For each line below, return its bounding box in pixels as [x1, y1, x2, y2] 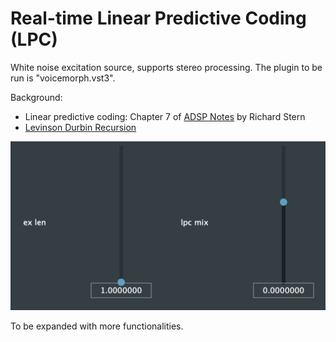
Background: [10, 91, 63, 103]
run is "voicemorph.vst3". [10, 72, 116, 84]
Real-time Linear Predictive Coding [10, 7, 307, 30]
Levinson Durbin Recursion [24, 121, 137, 133]
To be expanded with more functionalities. [10, 320, 184, 332]
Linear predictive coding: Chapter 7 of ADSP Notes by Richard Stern [24, 110, 306, 122]
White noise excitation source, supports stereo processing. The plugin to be [10, 61, 323, 73]
